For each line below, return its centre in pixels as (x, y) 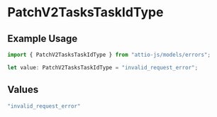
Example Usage (43, 39)
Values (23, 90)
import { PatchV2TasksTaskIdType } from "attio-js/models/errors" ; (109, 55)
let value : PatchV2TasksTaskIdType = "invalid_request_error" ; (103, 67)
